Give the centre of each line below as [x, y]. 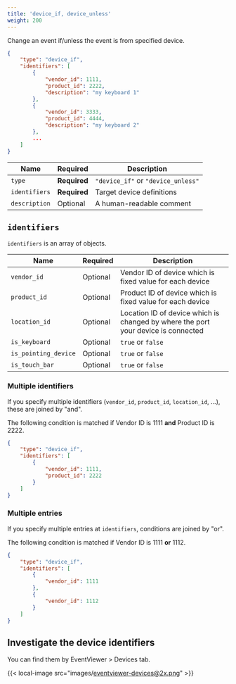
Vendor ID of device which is [168, 273]
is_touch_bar [33, 365]
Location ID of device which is [170, 313]
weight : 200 [25, 20]
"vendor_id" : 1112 [72, 601]
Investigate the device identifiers [81, 642]
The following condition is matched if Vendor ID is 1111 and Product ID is [111, 422]
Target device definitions [136, 192]
